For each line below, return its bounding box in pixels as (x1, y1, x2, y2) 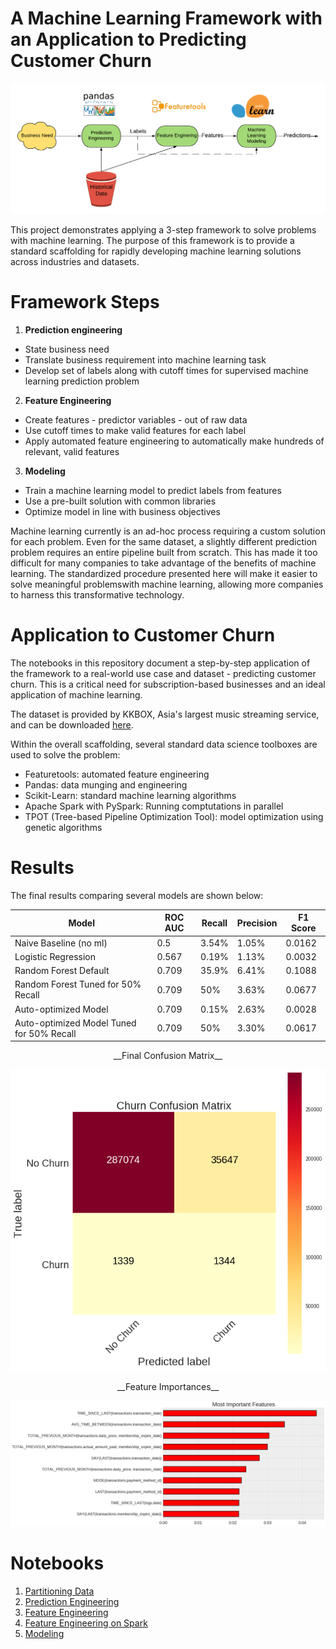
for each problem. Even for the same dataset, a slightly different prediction (10, 536, 318, 548)
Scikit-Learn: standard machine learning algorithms (24, 789, 237, 801)
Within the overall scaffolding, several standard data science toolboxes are (10, 738, 318, 750)
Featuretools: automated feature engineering (24, 768, 210, 780)
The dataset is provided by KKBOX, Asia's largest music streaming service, (10, 708, 320, 720)
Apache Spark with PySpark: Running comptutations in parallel (24, 800, 284, 812)
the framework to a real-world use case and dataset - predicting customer (10, 667, 317, 679)
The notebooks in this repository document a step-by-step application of (10, 657, 311, 669)
